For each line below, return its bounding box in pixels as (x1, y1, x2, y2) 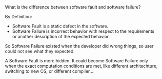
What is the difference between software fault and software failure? (5, 4, 141, 10)
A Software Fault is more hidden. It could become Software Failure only (5, 58, 148, 63)
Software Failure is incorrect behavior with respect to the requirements (12, 28, 155, 34)
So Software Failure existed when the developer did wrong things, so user (5, 43, 154, 49)
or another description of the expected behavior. (12, 34, 110, 39)
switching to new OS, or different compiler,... (5, 68, 95, 74)
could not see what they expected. (5, 49, 75, 54)
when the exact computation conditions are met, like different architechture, (5, 63, 158, 69)
